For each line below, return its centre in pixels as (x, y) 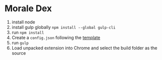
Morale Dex (28, 9)
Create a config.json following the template (56, 38)
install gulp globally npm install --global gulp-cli (64, 27)
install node (23, 22)
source (19, 53)
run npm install (28, 32)
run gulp (20, 42)
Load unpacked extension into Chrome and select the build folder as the (84, 48)
